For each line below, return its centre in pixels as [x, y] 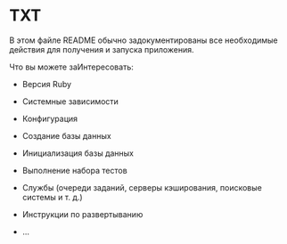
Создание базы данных [66, 135]
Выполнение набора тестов [74, 170]
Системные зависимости [70, 101]
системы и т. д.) [52, 197]
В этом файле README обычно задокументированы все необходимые [143, 40]
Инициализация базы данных [78, 153]
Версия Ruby [47, 84]
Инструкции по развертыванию [82, 214]
